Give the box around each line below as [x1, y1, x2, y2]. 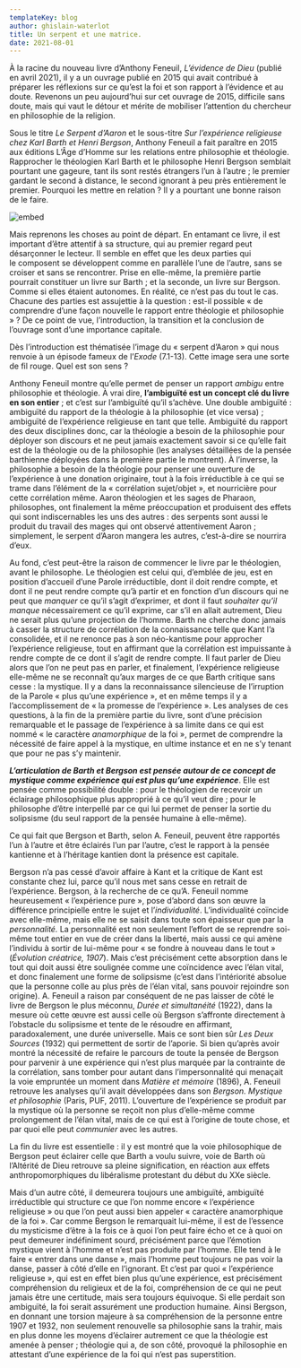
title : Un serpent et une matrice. [9, 30, 142, 39]
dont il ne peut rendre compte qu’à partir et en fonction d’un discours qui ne [9, 586, 289, 597]
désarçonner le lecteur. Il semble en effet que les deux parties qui [9, 248, 252, 259]
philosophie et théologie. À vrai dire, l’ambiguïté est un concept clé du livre [9, 387, 289, 399]
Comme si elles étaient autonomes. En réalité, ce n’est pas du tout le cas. [9, 286, 279, 297]
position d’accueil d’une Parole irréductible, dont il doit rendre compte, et [9, 576, 278, 587]
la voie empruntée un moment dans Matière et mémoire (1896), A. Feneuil [9, 1077, 280, 1087]
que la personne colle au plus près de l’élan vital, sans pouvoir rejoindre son [9, 981, 289, 991]
